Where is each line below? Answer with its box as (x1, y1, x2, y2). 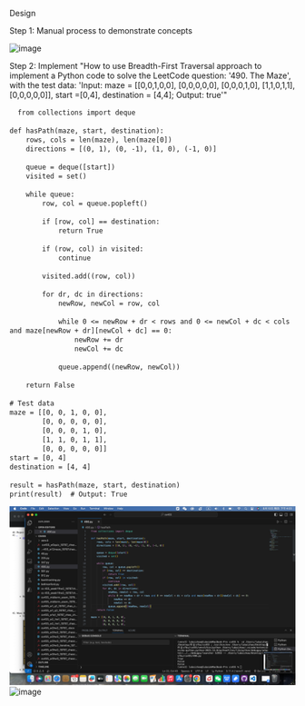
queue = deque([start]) (25, 163, 116, 172)
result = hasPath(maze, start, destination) (9, 481, 181, 490)
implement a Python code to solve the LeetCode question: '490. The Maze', (9, 70, 292, 81)
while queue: (25, 190, 75, 199)
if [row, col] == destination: (42, 217, 161, 226)
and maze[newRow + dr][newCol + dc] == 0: (9, 326, 172, 335)
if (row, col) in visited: (42, 244, 144, 254)
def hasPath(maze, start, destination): (9, 126, 165, 135)
